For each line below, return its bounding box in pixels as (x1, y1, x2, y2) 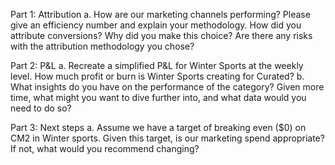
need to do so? (10, 102, 72, 114)
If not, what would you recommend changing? (10, 143, 200, 154)
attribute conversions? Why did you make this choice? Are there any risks (10, 30, 313, 41)
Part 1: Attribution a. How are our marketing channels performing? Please (10, 9, 311, 20)
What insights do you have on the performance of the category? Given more (10, 81, 325, 93)
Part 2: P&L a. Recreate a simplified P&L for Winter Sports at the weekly (10, 60, 304, 71)
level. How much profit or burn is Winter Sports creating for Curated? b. (10, 70, 305, 82)
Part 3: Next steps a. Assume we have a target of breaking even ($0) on (10, 122, 307, 133)
